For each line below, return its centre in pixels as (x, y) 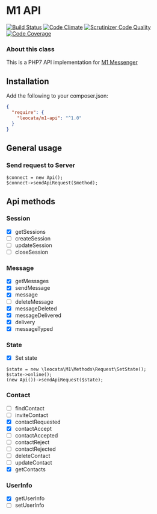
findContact (30, 408)
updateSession (33, 245)
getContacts (30, 469)
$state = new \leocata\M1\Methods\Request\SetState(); (76, 369)
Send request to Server (41, 165)
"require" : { (28, 112)
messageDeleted (36, 309)
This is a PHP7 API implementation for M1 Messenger (72, 62)
